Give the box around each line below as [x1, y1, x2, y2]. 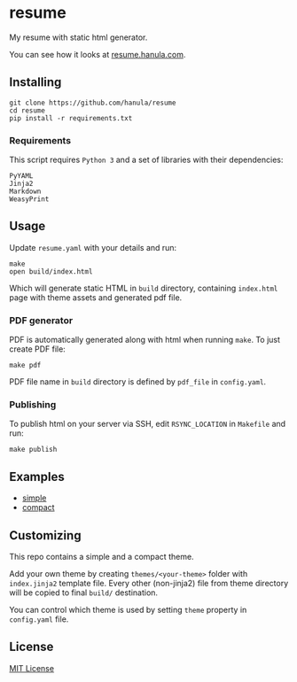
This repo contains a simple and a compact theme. [9, 552, 194, 562]
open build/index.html [9, 267, 93, 276]
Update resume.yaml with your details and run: [9, 242, 177, 252]
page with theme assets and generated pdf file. [9, 291, 183, 303]
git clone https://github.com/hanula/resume [9, 98, 176, 107]
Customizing [9, 528, 82, 543]
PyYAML [9, 172, 34, 181]
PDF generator [9, 314, 74, 326]
